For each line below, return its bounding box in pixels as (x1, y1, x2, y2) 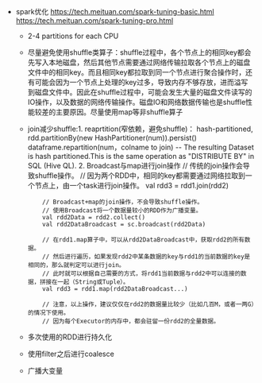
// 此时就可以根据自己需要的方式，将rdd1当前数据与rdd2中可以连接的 (42, 269, 241, 277)
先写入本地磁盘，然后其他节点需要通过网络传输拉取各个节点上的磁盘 (27, 58, 251, 67)
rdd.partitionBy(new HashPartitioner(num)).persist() (27, 133, 197, 142)
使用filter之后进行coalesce (27, 349, 115, 358)
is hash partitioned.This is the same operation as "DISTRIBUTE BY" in (27, 152, 255, 161)
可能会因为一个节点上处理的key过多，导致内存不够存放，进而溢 (34, 78, 241, 87)
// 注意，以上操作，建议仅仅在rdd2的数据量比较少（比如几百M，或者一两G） (42, 300, 255, 308)
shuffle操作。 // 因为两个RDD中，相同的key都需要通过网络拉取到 (34, 171, 246, 180)
